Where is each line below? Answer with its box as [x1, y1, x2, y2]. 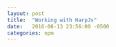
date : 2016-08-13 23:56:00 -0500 [7, 23, 110, 30]
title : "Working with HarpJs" [7, 17, 97, 23]
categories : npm [7, 29, 54, 37]
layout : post [7, 10, 45, 17]
